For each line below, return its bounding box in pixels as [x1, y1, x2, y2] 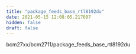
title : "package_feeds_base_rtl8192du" [6, 8, 105, 15]
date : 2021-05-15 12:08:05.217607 [6, 14, 92, 20]
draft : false [6, 25, 38, 31]
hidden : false [6, 19, 41, 25]
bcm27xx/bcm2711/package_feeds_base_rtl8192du [6, 41, 131, 48]
